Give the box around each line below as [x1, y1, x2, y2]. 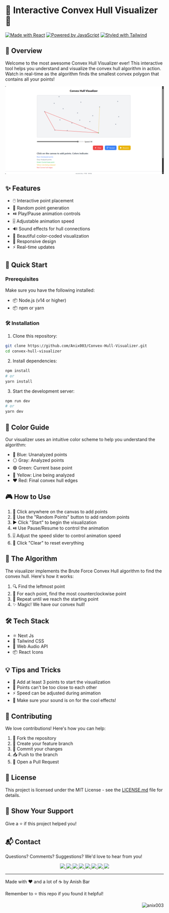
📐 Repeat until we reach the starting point [12, 596, 99, 602]
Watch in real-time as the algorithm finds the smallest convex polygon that [5, 71, 159, 77]
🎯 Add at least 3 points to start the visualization [12, 679, 111, 685]
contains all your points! [5, 76, 55, 82]
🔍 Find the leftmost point [12, 583, 65, 589]
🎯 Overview [5, 46, 42, 55]
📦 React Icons [12, 649, 44, 655]
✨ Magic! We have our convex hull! [12, 601, 86, 607]
